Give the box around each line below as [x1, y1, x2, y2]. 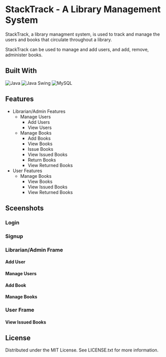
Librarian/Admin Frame [5, 246, 63, 253]
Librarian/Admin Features [12, 108, 66, 114]
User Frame [5, 306, 34, 313]
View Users [27, 124, 52, 131]
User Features [12, 168, 43, 174]
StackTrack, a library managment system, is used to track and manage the [5, 31, 160, 37]
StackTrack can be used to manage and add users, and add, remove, [5, 46, 149, 52]
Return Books [27, 156, 56, 163]
